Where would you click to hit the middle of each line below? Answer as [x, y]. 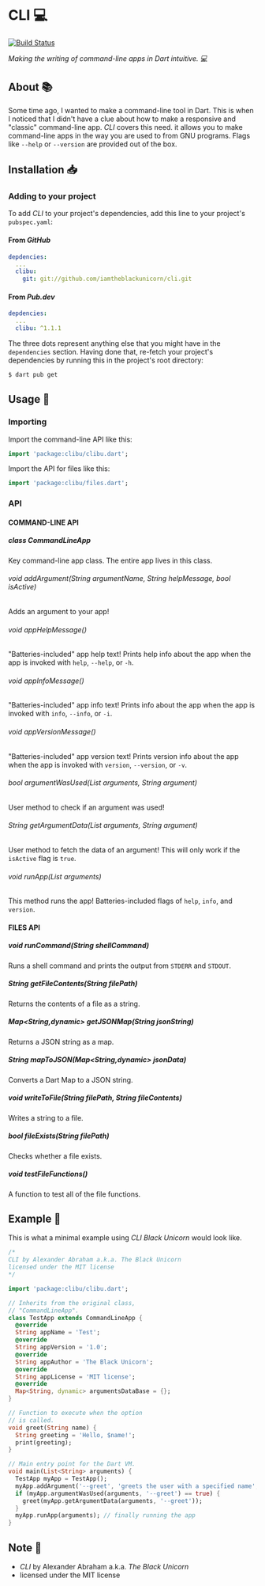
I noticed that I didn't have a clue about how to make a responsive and [122, 119]
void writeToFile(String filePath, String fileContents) [95, 1098]
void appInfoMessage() [46, 681]
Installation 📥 [43, 170]
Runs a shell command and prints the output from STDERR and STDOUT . [119, 966]
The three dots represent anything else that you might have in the [114, 343]
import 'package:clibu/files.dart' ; [68, 484]
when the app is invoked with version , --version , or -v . [98, 765]
